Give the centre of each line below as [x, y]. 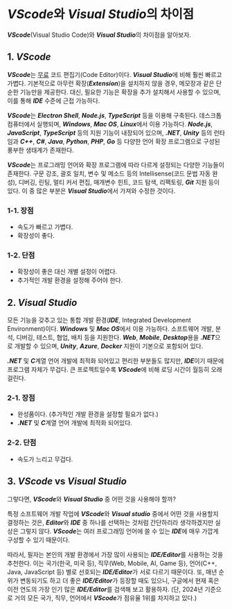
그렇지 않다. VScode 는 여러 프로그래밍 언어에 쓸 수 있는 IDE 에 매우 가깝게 [119, 531]
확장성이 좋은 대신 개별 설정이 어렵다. [67, 272]
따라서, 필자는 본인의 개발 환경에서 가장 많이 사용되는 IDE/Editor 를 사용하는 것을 [115, 554]
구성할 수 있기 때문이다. [39, 540]
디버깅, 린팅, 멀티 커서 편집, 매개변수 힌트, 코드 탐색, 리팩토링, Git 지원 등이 [119, 182]
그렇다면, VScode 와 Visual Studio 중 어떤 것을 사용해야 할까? [92, 499]
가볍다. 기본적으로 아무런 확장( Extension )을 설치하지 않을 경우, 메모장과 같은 [111, 83]
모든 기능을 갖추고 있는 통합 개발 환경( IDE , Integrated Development [99, 320]
